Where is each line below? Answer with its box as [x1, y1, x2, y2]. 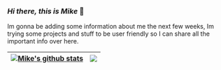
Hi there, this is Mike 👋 [7, 6, 85, 16]
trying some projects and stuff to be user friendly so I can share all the [7, 29, 210, 38]
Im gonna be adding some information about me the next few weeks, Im [7, 22, 215, 31]
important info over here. [7, 37, 79, 45]
